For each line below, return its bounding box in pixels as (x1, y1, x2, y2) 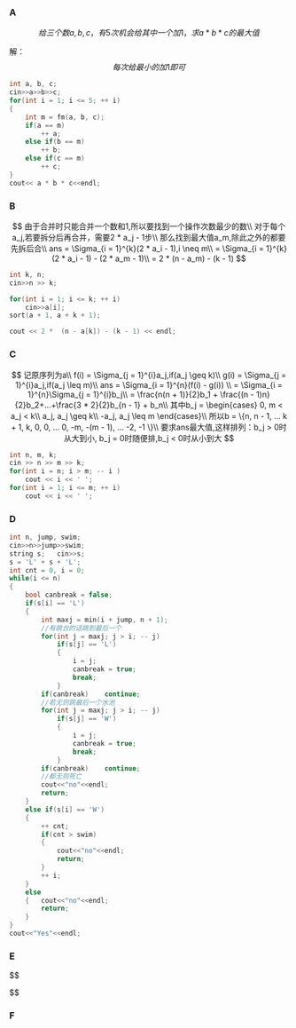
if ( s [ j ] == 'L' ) (56, 640, 117, 649)
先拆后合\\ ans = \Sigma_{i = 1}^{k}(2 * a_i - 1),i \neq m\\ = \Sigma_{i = (10, 242, 264, 254)
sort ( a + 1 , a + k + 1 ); (9, 311, 101, 320)
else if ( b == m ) (25, 138, 86, 146)
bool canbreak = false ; (25, 590, 113, 600)
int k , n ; (9, 270, 46, 279)
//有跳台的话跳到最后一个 (41, 623, 122, 632)
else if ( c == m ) (25, 154, 86, 163)
